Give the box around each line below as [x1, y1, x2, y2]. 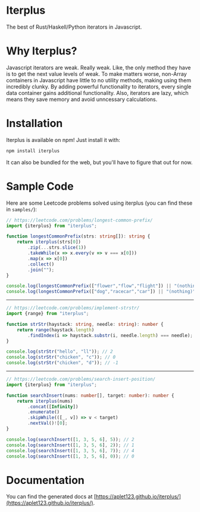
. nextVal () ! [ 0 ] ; [27, 420, 68, 427]
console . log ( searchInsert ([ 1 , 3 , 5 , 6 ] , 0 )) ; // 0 [6, 453, 135, 459]
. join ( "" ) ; [27, 267, 55, 273]
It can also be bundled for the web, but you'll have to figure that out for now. [6, 159, 193, 166]
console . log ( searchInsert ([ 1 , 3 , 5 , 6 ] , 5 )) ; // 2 [6, 436, 135, 442]
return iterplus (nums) [17, 398, 73, 404]
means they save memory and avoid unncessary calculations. [6, 95, 158, 103]
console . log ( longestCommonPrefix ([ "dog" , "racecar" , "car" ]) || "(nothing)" [6, 289, 196, 295]
